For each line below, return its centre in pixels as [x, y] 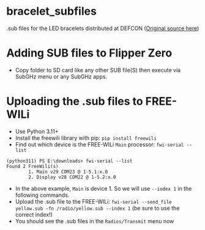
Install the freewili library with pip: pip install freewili [86, 138]
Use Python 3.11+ [37, 131]
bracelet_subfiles [51, 11]
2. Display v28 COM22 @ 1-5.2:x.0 [72, 177]
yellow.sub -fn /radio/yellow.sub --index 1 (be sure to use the [97, 208]
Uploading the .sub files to [75, 102]
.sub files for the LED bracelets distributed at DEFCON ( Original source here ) [103, 28]
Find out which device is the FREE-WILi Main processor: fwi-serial [99, 144]
